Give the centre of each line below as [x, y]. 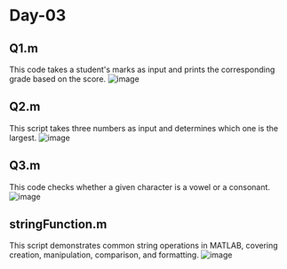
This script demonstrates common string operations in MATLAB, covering [143, 246]
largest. [23, 138]
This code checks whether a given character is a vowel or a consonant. [140, 186]
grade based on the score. [58, 79]
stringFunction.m [58, 224]
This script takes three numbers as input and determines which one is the [143, 128]
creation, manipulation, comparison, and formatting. [104, 255]
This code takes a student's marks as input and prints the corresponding [142, 69]
